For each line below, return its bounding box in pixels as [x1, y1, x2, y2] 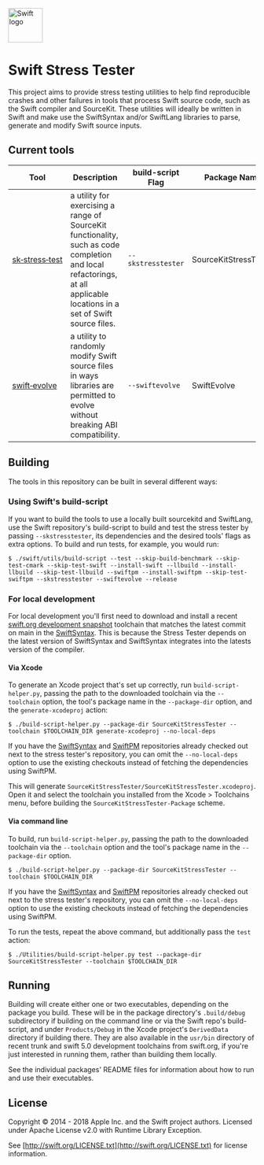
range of [70, 209, 102, 220]
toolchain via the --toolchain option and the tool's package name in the [8, 842, 241, 852]
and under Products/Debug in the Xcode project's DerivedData [30, 1025, 229, 1034]
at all [70, 279, 88, 290]
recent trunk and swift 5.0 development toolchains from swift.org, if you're [8, 1041, 249, 1051]
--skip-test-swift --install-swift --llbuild [46, 561, 199, 569]
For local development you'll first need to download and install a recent [8, 612, 238, 621]
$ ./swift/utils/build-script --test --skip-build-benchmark [8, 554, 213, 562]
